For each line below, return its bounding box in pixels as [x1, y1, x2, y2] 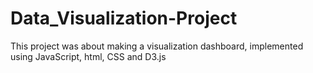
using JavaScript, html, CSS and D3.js [10, 50, 167, 62]
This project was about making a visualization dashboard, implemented [10, 40, 304, 52]
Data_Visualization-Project [10, 7, 238, 30]
